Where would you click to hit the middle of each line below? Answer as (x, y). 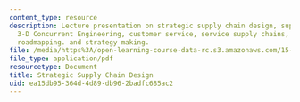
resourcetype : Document (54, 67)
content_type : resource (54, 17)
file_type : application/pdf (62, 59)
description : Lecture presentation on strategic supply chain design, (143, 26)
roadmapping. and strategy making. (83, 42)
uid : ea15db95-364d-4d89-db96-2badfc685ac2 (92, 83)
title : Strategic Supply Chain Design (81, 75)
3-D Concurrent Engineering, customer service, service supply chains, (154, 34)
